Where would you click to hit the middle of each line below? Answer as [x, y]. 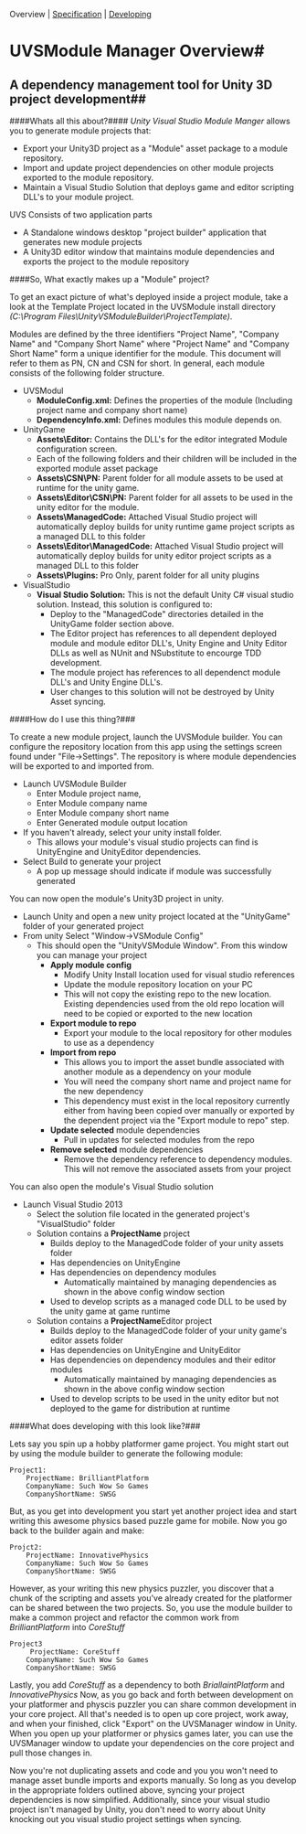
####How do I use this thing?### [73, 719]
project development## [78, 99]
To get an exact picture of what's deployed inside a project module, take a [149, 297]
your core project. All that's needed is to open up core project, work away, [149, 1714]
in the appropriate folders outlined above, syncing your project [127, 1790]
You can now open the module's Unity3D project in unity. [116, 899]
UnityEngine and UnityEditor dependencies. [119, 852]
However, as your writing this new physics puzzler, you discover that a [142, 1588]
